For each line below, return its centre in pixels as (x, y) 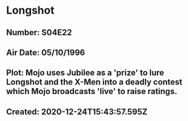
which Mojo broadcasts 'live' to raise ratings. (92, 91)
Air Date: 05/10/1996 (46, 52)
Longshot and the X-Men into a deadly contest (94, 82)
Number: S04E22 (39, 32)
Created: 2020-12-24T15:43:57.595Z (77, 112)
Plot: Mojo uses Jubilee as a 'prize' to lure (85, 73)
